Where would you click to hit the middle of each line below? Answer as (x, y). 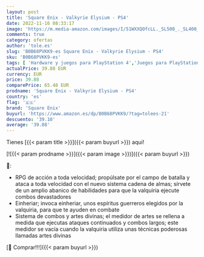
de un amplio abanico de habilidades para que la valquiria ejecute (97, 190)
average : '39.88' (28, 125)
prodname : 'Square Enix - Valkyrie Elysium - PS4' (72, 91)
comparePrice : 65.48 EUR (38, 86)
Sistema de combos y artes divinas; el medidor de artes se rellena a (100, 216)
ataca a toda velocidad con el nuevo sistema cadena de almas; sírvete (103, 184)
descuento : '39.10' (31, 119)
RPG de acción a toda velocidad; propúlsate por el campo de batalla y (102, 177)
